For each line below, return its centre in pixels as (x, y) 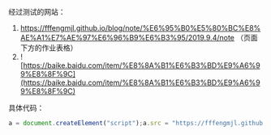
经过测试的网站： (37, 12)
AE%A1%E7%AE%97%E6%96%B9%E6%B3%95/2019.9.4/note (127, 38)
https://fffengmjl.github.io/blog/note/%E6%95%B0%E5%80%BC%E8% (140, 28)
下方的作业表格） (49, 48)
